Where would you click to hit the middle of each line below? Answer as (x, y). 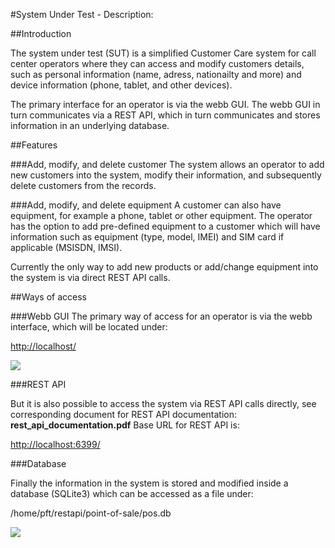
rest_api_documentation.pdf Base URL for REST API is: (125, 425)
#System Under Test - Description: (82, 14)
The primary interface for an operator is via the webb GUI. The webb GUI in (165, 104)
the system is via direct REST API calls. (90, 277)
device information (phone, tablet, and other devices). (121, 85)
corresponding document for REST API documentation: (124, 414)
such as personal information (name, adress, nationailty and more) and (156, 74)
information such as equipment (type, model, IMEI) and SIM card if (147, 237)
